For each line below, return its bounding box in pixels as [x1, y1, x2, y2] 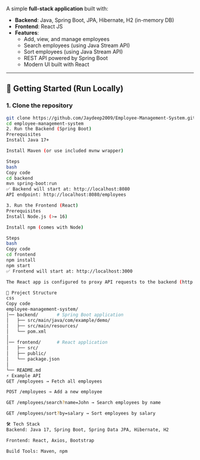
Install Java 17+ [6, 137, 49, 143]
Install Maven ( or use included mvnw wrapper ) [6, 148, 124, 154]
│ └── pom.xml [6, 328, 46, 334]
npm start [6, 262, 31, 268]
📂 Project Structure [6, 290, 58, 296]
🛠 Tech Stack [6, 421, 40, 427]
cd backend [6, 175, 33, 181]
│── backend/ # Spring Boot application [6, 312, 124, 318]
